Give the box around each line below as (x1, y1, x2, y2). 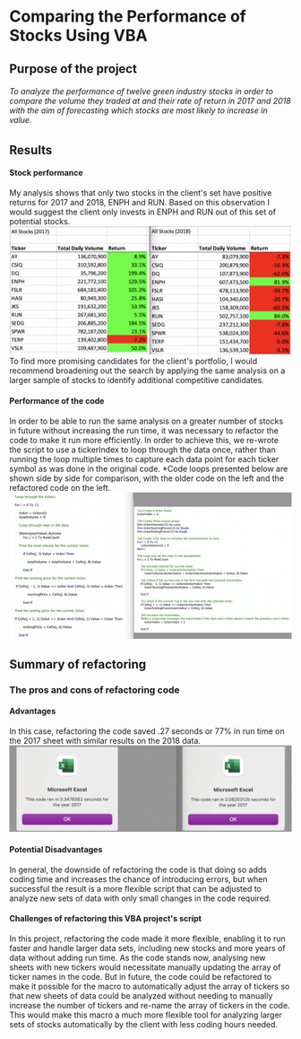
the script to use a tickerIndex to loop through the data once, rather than (9, 444, 276, 455)
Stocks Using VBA (9, 25, 148, 46)
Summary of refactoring (9, 657, 147, 672)
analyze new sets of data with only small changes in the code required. (9, 893, 271, 904)
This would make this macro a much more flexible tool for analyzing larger (9, 1009, 282, 1020)
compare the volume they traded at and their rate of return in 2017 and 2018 (9, 96, 291, 107)
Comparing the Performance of (9, 6, 246, 27)
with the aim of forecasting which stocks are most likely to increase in (9, 105, 268, 116)
